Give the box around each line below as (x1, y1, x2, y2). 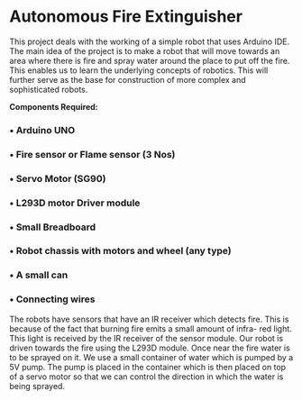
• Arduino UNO (9, 123, 76, 136)
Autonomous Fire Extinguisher (9, 6, 243, 27)
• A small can (9, 268, 69, 281)
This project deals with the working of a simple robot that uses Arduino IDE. (9, 36, 290, 47)
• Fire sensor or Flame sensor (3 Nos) (9, 148, 176, 160)
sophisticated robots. (9, 84, 88, 95)
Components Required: (9, 101, 98, 112)
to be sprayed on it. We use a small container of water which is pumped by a (9, 351, 294, 362)
